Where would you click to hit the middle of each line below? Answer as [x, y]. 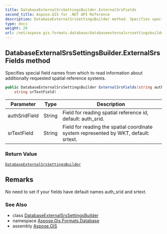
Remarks [19, 180]
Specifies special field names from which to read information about [74, 73]
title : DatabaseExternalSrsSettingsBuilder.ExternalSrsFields [71, 10]
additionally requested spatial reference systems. [56, 78]
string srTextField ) [35, 92]
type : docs [16, 24]
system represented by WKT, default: [106, 133]
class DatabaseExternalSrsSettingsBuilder [55, 215]
